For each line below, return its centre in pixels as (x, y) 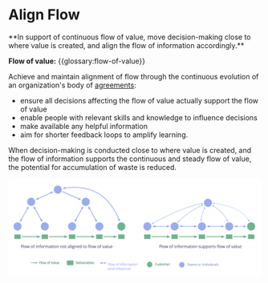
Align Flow (44, 15)
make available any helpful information (84, 126)
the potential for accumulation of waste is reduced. (93, 167)
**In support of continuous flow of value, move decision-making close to (130, 37)
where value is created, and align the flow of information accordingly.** (126, 45)
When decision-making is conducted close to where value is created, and (130, 150)
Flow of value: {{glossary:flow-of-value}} (77, 61)
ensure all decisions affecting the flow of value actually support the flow (139, 100)
